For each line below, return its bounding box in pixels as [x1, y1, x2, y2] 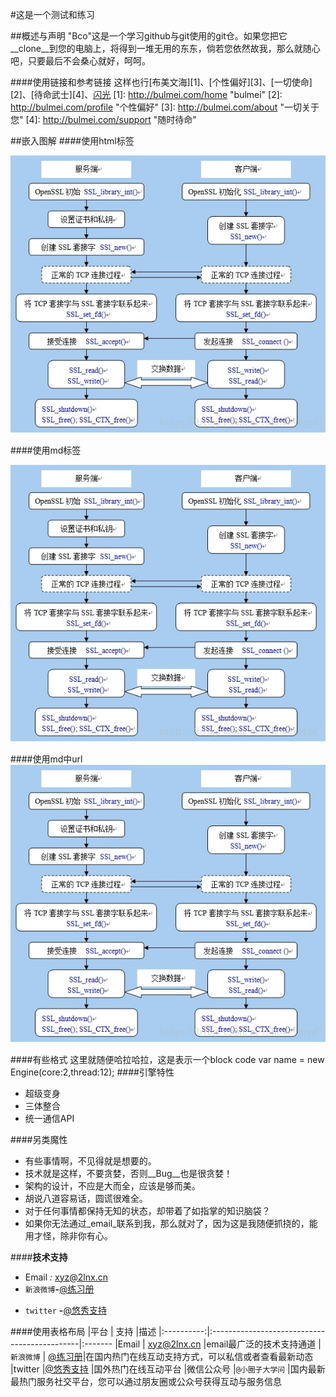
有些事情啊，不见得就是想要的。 [24, 1154, 157, 1167]
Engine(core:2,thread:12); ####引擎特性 [10, 1066, 175, 1078]
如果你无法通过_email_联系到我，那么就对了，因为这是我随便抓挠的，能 [24, 1217, 318, 1229]
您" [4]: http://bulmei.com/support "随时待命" [10, 114, 197, 125]
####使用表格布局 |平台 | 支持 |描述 [10, 1325, 157, 1337]
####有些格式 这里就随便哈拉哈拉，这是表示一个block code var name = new [10, 1053, 325, 1065]
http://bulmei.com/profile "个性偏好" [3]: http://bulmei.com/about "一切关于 [10, 101, 320, 113]
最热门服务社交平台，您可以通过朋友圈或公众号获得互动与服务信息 [10, 1375, 282, 1387]
